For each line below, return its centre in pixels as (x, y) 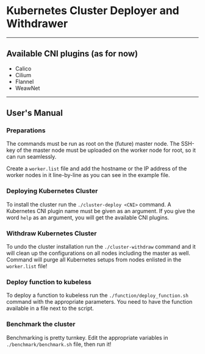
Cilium (23, 75)
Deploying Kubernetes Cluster (52, 191)
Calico (23, 69)
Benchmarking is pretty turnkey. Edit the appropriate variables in (87, 337)
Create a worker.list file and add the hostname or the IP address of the (97, 168)
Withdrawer (37, 24)
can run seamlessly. (31, 157)
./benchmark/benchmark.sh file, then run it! (59, 344)
